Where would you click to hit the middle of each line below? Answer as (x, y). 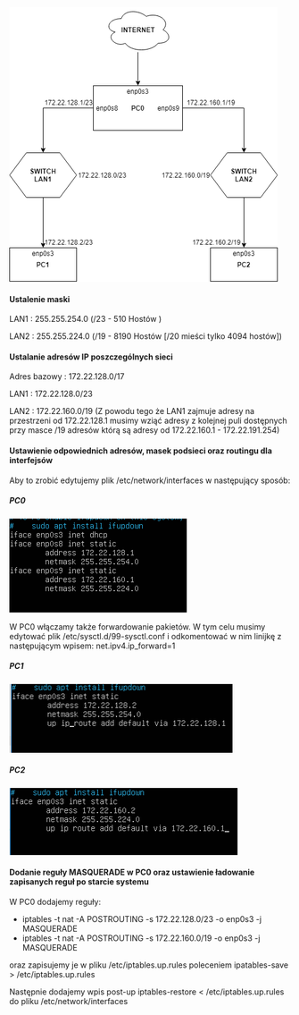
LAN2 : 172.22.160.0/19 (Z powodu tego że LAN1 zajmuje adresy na (132, 411)
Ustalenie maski (40, 299)
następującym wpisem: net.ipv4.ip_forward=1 (92, 646)
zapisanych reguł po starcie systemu (79, 882)
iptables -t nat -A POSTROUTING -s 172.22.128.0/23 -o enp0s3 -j (141, 918)
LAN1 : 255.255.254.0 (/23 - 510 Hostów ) (86, 319)
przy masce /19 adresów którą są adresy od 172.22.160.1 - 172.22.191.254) (145, 430)
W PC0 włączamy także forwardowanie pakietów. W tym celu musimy (137, 626)
